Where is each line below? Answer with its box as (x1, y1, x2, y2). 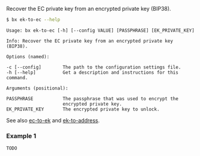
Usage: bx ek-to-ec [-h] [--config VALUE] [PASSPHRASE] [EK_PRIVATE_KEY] (6, 27, 195, 34)
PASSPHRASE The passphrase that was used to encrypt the (6, 95, 179, 101)
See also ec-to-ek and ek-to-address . (6, 116, 100, 124)
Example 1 (6, 131, 37, 140)
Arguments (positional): (6, 85, 68, 91)
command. (6, 74, 28, 80)
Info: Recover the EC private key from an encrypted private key (6, 38, 173, 44)
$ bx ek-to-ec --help (6, 17, 61, 23)
